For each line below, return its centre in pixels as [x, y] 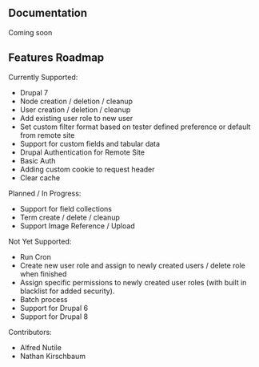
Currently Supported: [43, 77]
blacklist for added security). [67, 291]
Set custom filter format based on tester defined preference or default [135, 127]
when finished [43, 274]
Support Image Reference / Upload [77, 226]
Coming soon [30, 32]
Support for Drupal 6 [54, 308]
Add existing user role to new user [76, 118]
